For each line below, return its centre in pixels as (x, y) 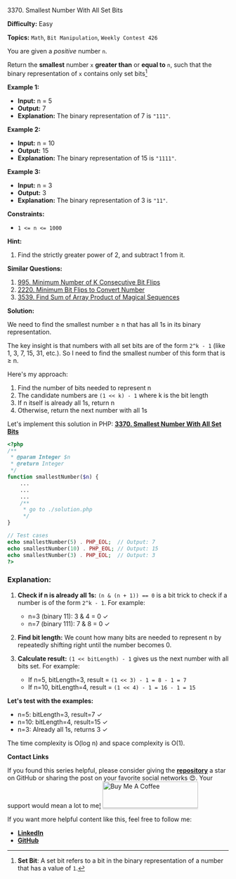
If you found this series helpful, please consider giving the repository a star (117, 770)
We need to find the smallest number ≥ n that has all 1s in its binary (104, 324)
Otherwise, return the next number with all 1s (82, 410)
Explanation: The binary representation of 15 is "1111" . (97, 158)
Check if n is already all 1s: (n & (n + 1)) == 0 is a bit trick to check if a (122, 595)
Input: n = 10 (36, 143)
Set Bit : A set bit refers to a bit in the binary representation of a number (120, 860)
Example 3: (24, 171)
